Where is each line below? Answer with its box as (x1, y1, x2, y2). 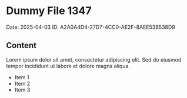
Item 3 (14, 86, 31, 93)
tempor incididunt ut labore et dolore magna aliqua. (6, 62, 131, 69)
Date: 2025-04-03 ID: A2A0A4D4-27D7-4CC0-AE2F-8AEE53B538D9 (6, 23, 175, 31)
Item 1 (14, 73, 29, 80)
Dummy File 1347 (6, 4, 92, 18)
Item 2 (14, 80, 31, 87)
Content (6, 40, 37, 50)
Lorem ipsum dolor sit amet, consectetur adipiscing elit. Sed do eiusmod (6, 56, 182, 63)
